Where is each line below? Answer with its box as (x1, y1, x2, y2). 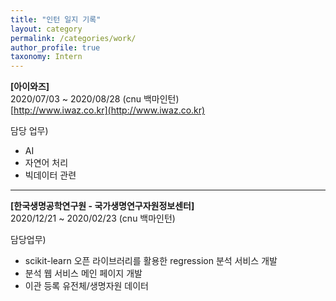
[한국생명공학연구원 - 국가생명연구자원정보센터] (10, 200, 195, 212)
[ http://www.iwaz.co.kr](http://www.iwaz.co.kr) (10, 104, 206, 116)
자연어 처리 (24, 157, 69, 169)
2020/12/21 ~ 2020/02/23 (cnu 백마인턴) (10, 212, 176, 225)
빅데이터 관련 (24, 169, 77, 181)
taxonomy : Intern (10, 52, 83, 62)
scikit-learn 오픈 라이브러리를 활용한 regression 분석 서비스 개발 (24, 255, 278, 267)
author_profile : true (10, 42, 101, 53)
